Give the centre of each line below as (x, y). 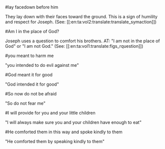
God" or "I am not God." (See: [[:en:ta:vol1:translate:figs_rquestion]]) (74, 46)
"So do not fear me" (25, 103)
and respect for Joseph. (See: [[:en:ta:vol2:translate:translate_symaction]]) (81, 22)
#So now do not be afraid (31, 94)
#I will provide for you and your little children (50, 113)
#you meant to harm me (30, 56)
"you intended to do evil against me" (42, 65)
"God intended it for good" (32, 84)
